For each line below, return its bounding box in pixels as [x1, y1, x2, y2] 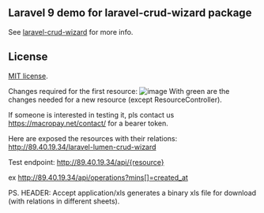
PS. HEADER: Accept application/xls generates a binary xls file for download [8, 188, 257, 197]
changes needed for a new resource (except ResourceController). [8, 95, 223, 104]
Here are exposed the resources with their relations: [8, 133, 178, 143]
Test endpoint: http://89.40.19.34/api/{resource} [8, 157, 164, 166]
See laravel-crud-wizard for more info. [8, 27, 134, 36]
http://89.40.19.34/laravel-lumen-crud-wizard [8, 142, 157, 151]
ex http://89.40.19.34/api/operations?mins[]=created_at [8, 173, 188, 182]
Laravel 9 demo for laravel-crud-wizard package [8, 6, 252, 20]
